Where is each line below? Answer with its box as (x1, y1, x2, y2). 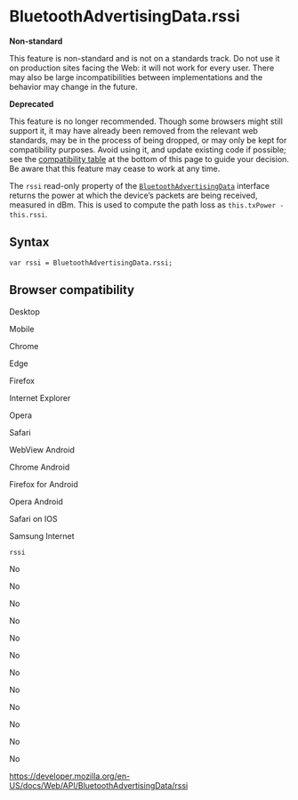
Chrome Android (9, 461, 70, 472)
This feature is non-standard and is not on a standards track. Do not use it (9, 53, 280, 63)
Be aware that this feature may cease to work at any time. (9, 163, 221, 174)
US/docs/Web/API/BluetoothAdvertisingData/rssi (9, 780, 189, 790)
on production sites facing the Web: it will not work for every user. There (9, 62, 275, 73)
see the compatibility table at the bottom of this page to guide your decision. (9, 153, 289, 164)
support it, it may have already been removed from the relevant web (9, 125, 258, 135)
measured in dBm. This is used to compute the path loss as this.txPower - (9, 199, 285, 210)
